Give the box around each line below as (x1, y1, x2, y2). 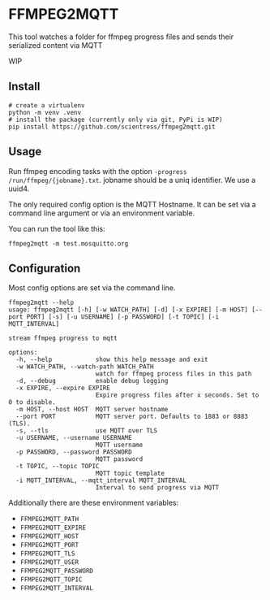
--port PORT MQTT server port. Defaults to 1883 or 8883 (15, 412, 249, 421)
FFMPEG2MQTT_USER (19, 559, 79, 567)
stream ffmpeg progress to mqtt (8, 334, 118, 342)
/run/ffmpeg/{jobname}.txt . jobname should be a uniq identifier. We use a (8, 175, 256, 185)
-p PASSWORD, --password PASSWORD (15, 448, 132, 456)
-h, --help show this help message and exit (15, 355, 208, 364)
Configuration (8, 261, 81, 275)
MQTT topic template (95, 469, 165, 478)
